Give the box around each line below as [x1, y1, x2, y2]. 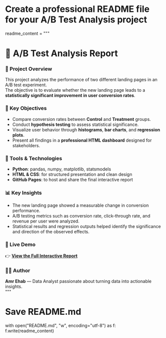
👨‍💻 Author [5, 267, 31, 274]
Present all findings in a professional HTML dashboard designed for [12, 137, 152, 143]
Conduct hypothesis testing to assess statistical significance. [12, 121, 139, 127]
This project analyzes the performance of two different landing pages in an [5, 77, 158, 83]
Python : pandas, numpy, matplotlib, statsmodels [12, 166, 111, 172]
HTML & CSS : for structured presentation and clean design [12, 171, 132, 177]
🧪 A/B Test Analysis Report [5, 48, 118, 59]
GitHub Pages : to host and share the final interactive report [12, 177, 133, 183]
